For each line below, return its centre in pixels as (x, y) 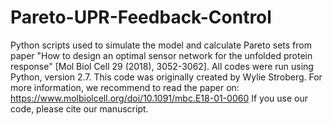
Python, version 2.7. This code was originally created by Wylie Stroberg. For (166, 77)
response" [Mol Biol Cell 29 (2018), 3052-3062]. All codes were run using (162, 66)
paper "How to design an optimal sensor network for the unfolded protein (161, 55)
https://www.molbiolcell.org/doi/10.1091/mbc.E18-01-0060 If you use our (159, 98)
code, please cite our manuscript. (79, 108)
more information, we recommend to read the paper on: (125, 87)
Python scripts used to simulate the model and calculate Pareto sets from (161, 45)
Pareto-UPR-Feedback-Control (141, 17)
